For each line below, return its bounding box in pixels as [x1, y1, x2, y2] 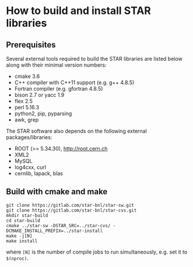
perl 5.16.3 [14, 104, 40, 110]
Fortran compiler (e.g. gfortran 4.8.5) [14, 85, 103, 92]
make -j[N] [6, 233, 33, 239]
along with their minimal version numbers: [6, 61, 107, 68]
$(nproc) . [6, 254, 29, 261]
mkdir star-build [6, 212, 48, 219]
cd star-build [6, 217, 41, 223]
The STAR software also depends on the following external [6, 127, 147, 134]
